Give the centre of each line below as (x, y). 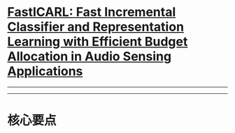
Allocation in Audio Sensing (90, 57)
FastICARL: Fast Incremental (92, 12)
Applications (45, 71)
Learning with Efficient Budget (98, 42)
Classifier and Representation (95, 27)
